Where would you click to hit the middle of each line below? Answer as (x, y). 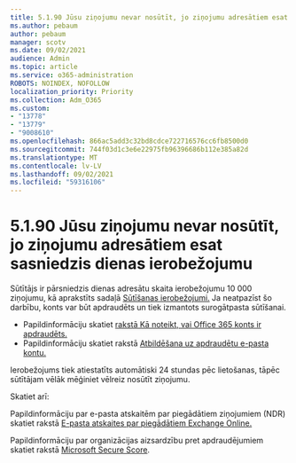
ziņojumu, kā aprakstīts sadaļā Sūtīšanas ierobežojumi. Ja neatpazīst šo (141, 298)
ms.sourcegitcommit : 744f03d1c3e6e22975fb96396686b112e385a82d (129, 149)
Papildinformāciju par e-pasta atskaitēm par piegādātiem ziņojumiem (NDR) (148, 414)
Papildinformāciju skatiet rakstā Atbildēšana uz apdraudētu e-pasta (146, 343)
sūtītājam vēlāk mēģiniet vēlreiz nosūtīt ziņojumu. (100, 380)
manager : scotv (38, 42)
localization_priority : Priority (72, 91)
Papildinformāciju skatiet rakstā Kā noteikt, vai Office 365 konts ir (142, 325)
